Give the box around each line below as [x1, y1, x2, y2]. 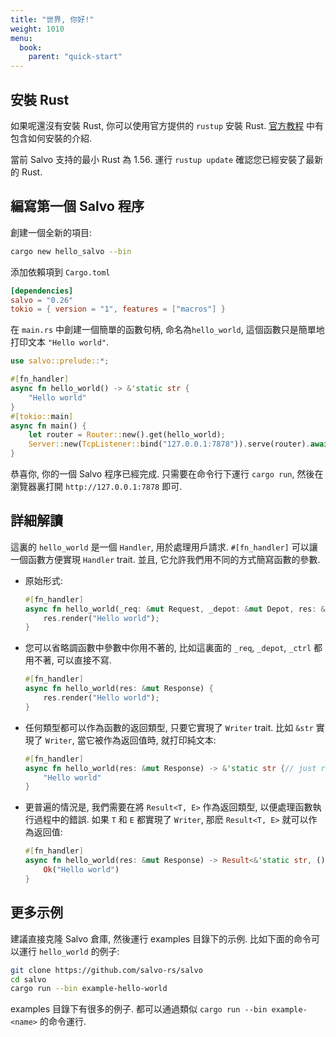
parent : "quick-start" [28, 52, 123, 62]
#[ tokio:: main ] [10, 411, 74, 421]
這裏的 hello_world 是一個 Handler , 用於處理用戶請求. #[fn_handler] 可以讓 [10, 541, 318, 553]
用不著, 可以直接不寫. [24, 654, 112, 666]
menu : [10, 33, 33, 43]
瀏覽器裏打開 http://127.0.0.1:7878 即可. [10, 481, 183, 492]
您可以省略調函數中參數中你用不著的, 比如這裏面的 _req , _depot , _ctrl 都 [24, 642, 323, 654]
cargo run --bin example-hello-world [10, 984, 168, 994]
